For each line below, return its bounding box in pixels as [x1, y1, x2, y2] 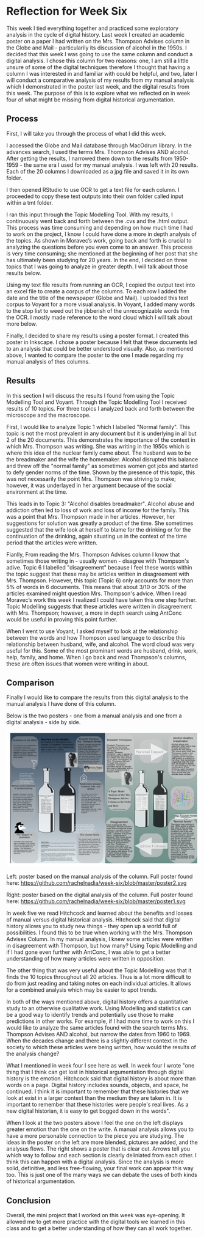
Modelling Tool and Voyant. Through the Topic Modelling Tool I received [6, 398, 187, 406]
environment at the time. [6, 488, 68, 496]
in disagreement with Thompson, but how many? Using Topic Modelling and [6, 942, 197, 950]
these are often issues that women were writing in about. [6, 660, 149, 667]
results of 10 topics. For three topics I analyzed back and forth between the [6, 405, 195, 412]
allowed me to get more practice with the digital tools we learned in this [6, 1218, 186, 1226]
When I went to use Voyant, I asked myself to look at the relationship [6, 628, 178, 635]
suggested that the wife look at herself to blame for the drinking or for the [6, 526, 191, 533]
